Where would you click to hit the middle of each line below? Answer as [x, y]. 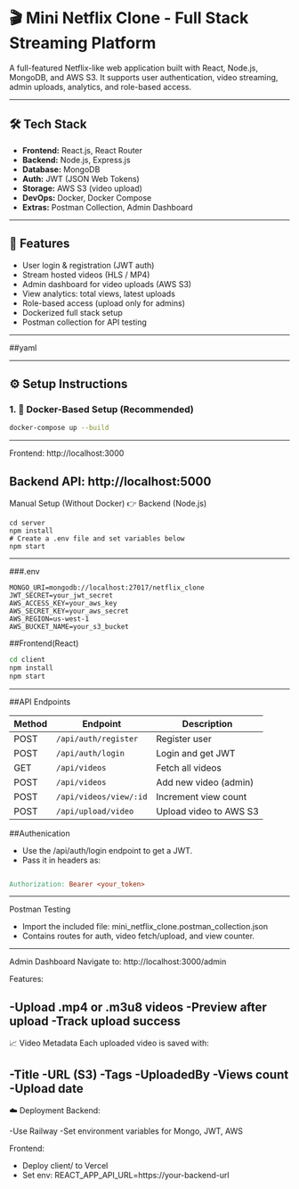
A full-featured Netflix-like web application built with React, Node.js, [133, 68]
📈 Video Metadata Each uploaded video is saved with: [109, 1043]
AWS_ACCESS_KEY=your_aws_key [63, 603]
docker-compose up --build [59, 428]
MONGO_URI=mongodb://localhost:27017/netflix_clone [107, 587]
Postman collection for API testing [84, 322]
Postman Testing [40, 909]
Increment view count [201, 797]
